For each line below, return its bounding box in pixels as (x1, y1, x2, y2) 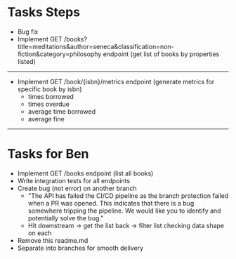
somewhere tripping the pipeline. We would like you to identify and (27, 206, 221, 215)
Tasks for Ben (7, 146, 89, 162)
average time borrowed (27, 107, 96, 116)
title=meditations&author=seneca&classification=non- (17, 42, 174, 51)
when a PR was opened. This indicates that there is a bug (27, 199, 195, 207)
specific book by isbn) (17, 85, 82, 93)
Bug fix (17, 27, 39, 36)
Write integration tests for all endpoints (17, 176, 131, 185)
